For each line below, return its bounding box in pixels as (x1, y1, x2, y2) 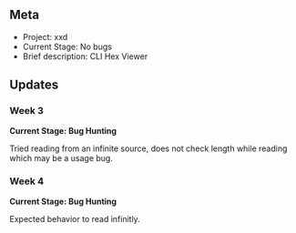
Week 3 (9, 105, 44, 117)
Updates (9, 77, 59, 93)
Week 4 (9, 175, 45, 187)
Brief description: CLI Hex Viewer (22, 50, 148, 62)
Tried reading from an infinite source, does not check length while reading (9, 143, 288, 154)
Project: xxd (22, 31, 68, 42)
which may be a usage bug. (9, 152, 114, 163)
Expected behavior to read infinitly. (9, 213, 141, 224)
